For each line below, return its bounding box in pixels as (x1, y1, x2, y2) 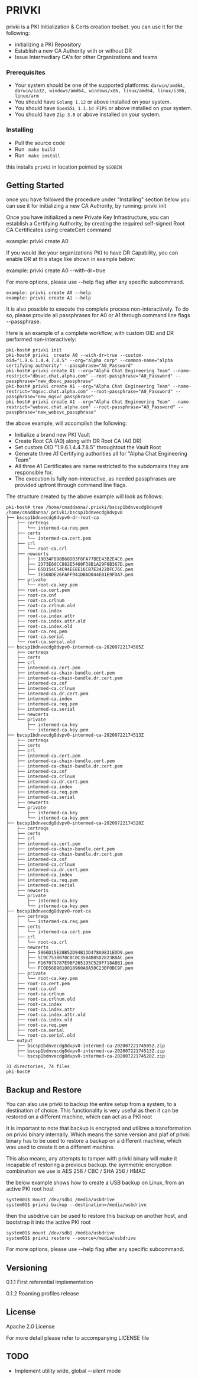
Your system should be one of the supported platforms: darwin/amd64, (14, 82, 186, 89)
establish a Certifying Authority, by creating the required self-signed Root (6, 220, 185, 227)
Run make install (14, 151, 61, 159)
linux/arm (14, 93, 40, 99)
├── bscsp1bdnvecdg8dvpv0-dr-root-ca (6, 515, 99, 521)
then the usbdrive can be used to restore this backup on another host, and (6, 1213, 187, 1220)
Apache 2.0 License (6, 1323, 55, 1330)
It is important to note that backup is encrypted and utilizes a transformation (6, 1125, 191, 1132)
